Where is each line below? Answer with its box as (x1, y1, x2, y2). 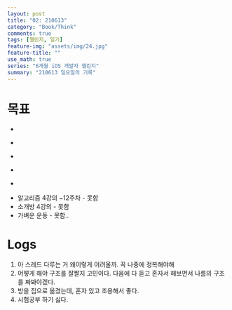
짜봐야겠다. (25, 278, 56, 286)
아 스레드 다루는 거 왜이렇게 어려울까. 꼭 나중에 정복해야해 (17, 260, 175, 269)
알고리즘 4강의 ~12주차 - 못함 (17, 194, 99, 202)
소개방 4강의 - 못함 (17, 203, 70, 211)
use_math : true (7, 56, 52, 63)
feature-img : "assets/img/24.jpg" (7, 43, 109, 50)
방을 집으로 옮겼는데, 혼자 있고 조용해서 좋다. (17, 287, 139, 295)
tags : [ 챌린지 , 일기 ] (7, 36, 63, 43)
